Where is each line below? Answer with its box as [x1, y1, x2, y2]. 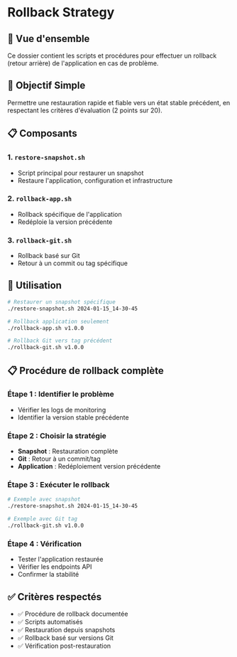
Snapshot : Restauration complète [17, 447, 118, 456]
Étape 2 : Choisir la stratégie [7, 431, 106, 441]
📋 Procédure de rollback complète [7, 364, 165, 377]
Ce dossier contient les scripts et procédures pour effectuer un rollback [7, 51, 217, 60]
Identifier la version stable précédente [17, 413, 129, 422]
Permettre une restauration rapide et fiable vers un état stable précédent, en [7, 98, 231, 107]
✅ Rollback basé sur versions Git [17, 634, 114, 642]
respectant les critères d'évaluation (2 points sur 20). [7, 106, 163, 114]
